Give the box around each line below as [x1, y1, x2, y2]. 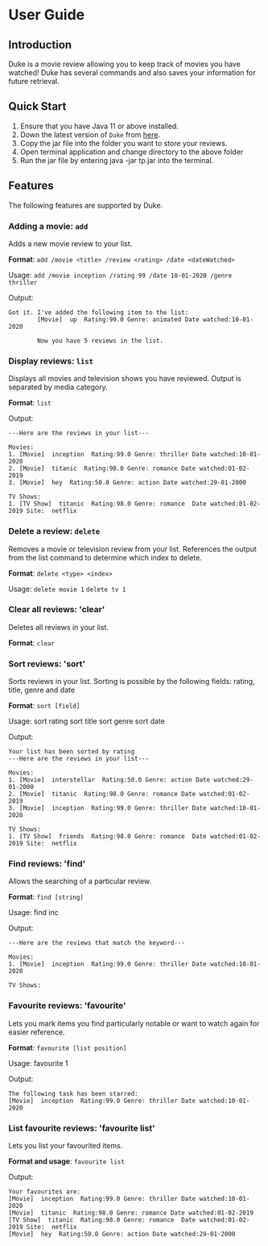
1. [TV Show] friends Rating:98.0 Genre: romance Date [8, 833, 207, 841]
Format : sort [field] [8, 701, 80, 711]
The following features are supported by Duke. [8, 200, 163, 210]
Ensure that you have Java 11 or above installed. [19, 121, 179, 131]
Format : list [8, 398, 52, 408]
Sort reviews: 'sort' [8, 658, 86, 669]
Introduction [8, 38, 72, 52]
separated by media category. [8, 382, 109, 392]
